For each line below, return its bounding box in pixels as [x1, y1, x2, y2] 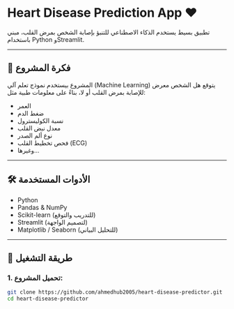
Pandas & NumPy [17, 203, 68, 211]
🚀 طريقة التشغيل [7, 252, 73, 264]
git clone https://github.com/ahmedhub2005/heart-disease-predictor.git [7, 289, 223, 296]
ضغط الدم [17, 109, 44, 117]
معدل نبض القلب [17, 123, 61, 132]
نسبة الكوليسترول [17, 116, 64, 125]
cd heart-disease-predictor [7, 295, 89, 303]
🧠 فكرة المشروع [7, 62, 71, 74]
